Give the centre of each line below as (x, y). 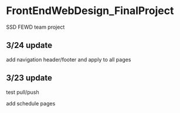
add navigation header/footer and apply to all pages (69, 59)
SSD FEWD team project (35, 27)
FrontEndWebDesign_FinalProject (90, 11)
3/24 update (29, 45)
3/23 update (29, 78)
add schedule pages (31, 103)
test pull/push (23, 92)
